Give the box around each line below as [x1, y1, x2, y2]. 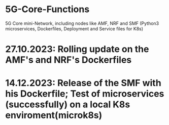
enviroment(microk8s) [5, 110, 103, 121]
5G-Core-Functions [5, 4, 90, 15]
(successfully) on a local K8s [5, 99, 130, 110]
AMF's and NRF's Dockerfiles [5, 54, 132, 66]
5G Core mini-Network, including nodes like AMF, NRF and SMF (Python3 [5, 20, 159, 26]
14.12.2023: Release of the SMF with [5, 77, 161, 89]
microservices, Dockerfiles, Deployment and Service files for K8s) [5, 25, 144, 31]
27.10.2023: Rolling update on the [5, 44, 149, 55]
